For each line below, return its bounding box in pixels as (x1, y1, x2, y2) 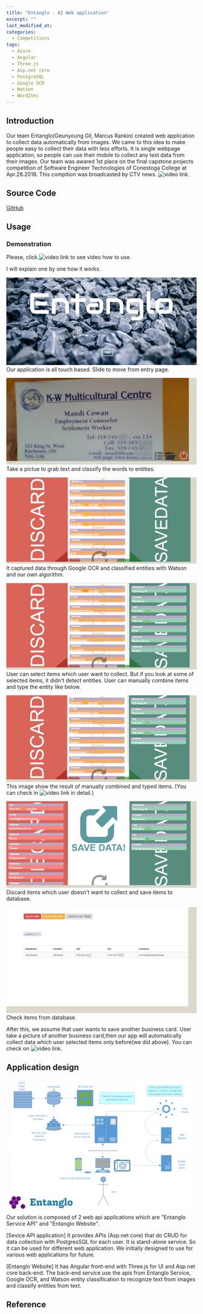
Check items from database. (6, 1014, 77, 1021)
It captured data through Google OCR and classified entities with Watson (6, 565, 187, 572)
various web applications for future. (6, 1250, 95, 1258)
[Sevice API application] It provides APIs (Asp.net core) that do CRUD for (6, 1232, 187, 1239)
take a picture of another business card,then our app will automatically (6, 1032, 182, 1039)
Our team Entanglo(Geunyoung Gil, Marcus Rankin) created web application (6, 132, 195, 139)
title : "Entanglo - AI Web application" (6, 10, 110, 16)
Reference (6, 1299, 47, 1310)
